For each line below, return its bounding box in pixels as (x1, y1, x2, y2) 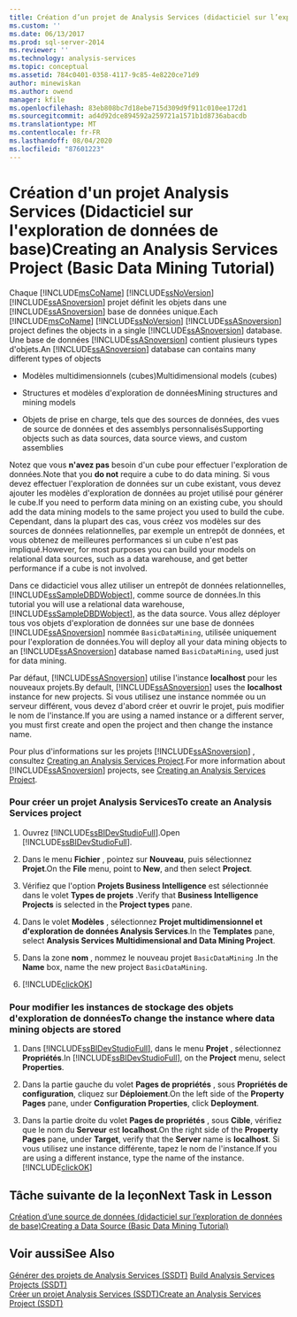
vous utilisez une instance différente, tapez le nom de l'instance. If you (21, 1144, 278, 1154)
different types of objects (9, 353, 102, 364)
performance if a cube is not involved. (9, 563, 148, 574)
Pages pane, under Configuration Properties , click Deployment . (21, 1098, 259, 1109)
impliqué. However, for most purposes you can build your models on (9, 543, 256, 554)
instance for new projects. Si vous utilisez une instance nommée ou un (9, 691, 267, 702)
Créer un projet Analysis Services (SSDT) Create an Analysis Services (9, 1289, 262, 1299)
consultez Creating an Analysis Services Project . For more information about (9, 755, 286, 766)
